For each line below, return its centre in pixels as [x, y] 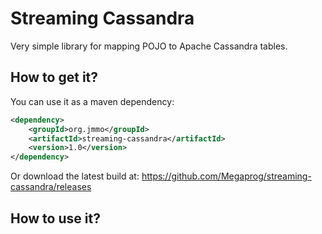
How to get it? [54, 77]
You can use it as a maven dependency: [92, 101]
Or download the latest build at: [75, 176]
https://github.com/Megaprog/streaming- [226, 176]
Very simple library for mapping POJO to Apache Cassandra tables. [149, 46]
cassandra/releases [51, 187]
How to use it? [55, 218]
